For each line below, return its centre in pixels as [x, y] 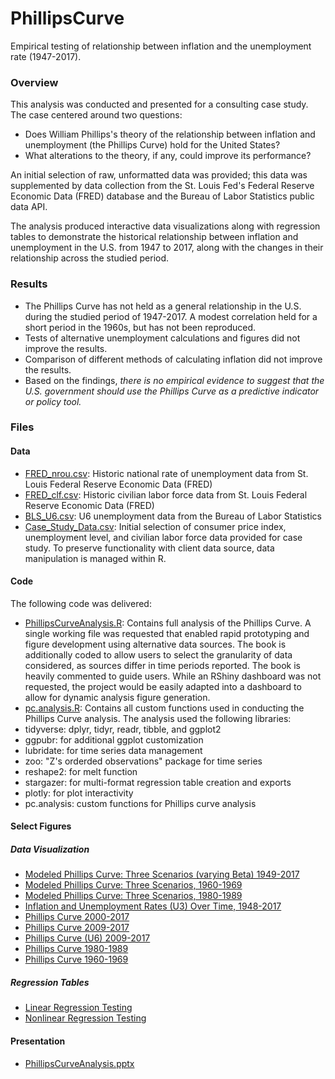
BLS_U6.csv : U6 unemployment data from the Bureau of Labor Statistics [173, 516]
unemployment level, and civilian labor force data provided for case [163, 537]
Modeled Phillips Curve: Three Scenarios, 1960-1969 [133, 885]
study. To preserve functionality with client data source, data [149, 548]
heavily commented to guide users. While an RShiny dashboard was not [173, 676]
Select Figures [41, 826]
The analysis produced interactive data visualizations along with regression [165, 226]
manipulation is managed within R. [95, 558]
